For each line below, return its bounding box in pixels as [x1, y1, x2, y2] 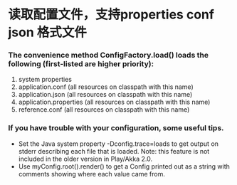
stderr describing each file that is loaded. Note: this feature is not [18, 147, 210, 155]
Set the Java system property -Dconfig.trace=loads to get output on [18, 139, 219, 148]
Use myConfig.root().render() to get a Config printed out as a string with [18, 162, 231, 171]
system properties [18, 75, 73, 84]
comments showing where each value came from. [18, 169, 166, 178]
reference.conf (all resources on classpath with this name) [18, 105, 190, 114]
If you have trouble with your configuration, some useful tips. [8, 123, 224, 133]
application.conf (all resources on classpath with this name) [18, 83, 194, 91]
